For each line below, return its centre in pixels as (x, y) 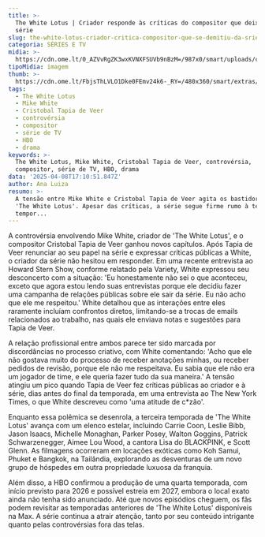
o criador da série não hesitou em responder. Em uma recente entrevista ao (131, 261)
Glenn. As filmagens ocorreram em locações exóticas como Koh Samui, (124, 451)
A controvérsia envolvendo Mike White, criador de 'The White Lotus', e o (126, 236)
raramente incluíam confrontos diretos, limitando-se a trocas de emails (123, 311)
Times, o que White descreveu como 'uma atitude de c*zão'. (106, 402)
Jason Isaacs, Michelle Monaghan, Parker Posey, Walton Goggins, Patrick (128, 434)
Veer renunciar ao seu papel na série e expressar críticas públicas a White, (130, 252)
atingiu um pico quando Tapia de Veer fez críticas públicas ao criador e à (127, 385)
